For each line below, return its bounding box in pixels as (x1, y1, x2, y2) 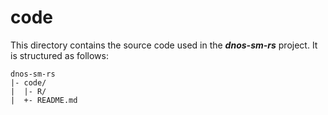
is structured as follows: (10, 49, 109, 61)
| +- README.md (10, 95, 78, 105)
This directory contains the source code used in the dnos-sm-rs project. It (10, 39, 318, 51)
